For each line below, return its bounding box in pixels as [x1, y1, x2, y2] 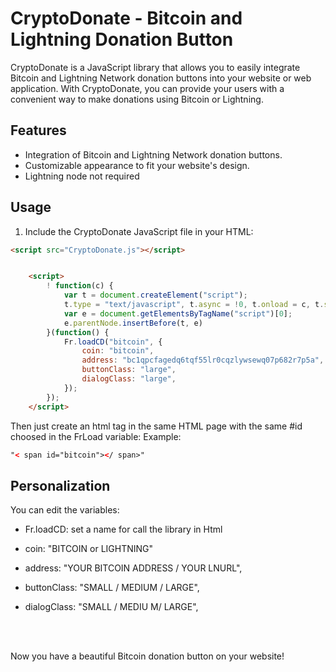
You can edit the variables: [10, 504, 120, 516]
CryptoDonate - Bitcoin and [10, 7, 243, 30]
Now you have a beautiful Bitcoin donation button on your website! [10, 650, 285, 662]
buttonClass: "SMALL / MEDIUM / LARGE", [24, 582, 200, 594]
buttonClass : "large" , [81, 365, 177, 375]
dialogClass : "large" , [81, 374, 177, 384]
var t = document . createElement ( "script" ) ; [63, 290, 248, 301]
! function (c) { [46, 281, 114, 291]
